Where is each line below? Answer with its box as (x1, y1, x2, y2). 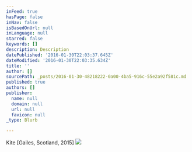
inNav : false (6, 19, 38, 25)
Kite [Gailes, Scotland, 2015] (6, 139, 74, 146)
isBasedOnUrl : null (6, 25, 54, 31)
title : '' (6, 63, 30, 69)
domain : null (11, 101, 43, 107)
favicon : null (11, 112, 46, 118)
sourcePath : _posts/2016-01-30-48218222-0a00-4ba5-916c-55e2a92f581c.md (6, 74, 187, 80)
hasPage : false (6, 14, 43, 20)
